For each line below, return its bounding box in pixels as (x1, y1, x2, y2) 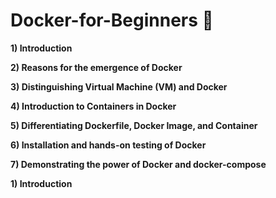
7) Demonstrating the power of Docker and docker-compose (10, 158, 267, 170)
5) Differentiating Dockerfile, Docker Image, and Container (10, 119, 258, 131)
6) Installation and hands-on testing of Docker (10, 139, 207, 151)
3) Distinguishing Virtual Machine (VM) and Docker (10, 80, 228, 93)
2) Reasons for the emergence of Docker (10, 61, 183, 73)
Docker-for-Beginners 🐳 (10, 9, 214, 32)
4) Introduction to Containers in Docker (10, 100, 177, 112)
